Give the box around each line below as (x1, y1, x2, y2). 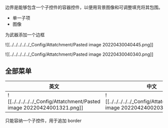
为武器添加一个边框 (5, 32, 45, 37)
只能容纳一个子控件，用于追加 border (5, 118, 81, 124)
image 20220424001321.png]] (7, 104, 83, 111)
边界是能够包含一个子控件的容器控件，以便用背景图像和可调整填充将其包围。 (5, 4, 163, 10)
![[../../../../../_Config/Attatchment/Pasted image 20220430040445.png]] (5, 42, 153, 47)
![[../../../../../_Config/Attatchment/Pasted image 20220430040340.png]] (5, 51, 153, 57)
